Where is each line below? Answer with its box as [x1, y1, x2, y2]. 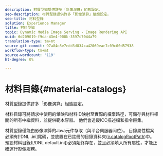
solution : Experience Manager [5, 20, 67, 26]
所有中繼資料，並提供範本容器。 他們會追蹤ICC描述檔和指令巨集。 [13, 117, 146, 123]
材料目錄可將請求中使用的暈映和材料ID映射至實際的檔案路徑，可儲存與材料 [5, 111, 154, 117]
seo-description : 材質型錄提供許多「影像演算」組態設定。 [5, 12, 111, 17]
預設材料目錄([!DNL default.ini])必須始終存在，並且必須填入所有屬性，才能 [5, 140, 153, 146]
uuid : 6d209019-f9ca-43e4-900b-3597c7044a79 [5, 35, 97, 39]
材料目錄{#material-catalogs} [5, 84, 127, 95]
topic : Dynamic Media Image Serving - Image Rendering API [5, 30, 127, 35]
